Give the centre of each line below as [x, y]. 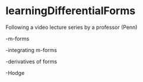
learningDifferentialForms [71, 11]
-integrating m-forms [31, 50]
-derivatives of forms [31, 61]
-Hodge [15, 73]
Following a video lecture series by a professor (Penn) [71, 27]
